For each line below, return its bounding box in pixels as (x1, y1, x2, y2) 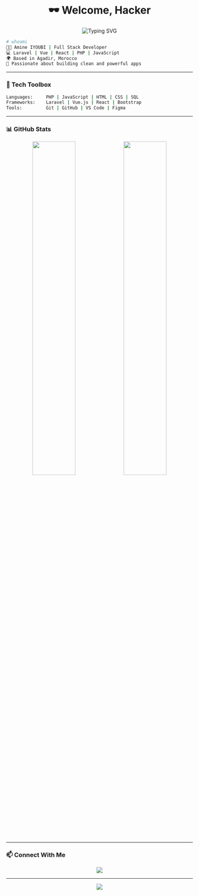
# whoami (6, 39, 28, 45)
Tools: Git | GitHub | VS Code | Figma (6, 105, 126, 111)
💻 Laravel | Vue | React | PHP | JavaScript (6, 50, 120, 56)
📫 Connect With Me (6, 851, 66, 859)
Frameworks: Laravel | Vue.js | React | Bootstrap (6, 99, 142, 106)
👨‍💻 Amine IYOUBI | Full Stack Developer (6, 44, 108, 50)
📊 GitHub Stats (6, 125, 52, 133)
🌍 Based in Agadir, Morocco (6, 55, 77, 61)
